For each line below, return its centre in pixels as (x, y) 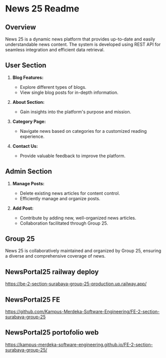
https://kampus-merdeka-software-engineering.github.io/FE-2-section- (79, 345)
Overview (21, 27)
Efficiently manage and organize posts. (60, 198)
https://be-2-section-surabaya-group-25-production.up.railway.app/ (76, 284)
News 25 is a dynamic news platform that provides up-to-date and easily (80, 39)
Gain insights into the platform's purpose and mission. (75, 112)
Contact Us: (25, 146)
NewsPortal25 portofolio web (52, 333)
